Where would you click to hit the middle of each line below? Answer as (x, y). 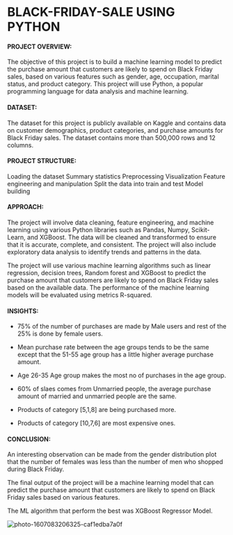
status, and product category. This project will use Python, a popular (105, 84)
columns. (21, 145)
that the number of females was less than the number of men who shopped (115, 462)
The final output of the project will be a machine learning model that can (111, 483)
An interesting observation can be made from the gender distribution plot (112, 454)
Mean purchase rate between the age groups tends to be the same (113, 347)
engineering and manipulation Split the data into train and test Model (105, 183)
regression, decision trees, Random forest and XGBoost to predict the (107, 273)
